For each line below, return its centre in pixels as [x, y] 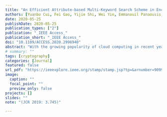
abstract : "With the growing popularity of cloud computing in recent [80, 47]
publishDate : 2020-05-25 [31, 24]
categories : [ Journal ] [29, 61]
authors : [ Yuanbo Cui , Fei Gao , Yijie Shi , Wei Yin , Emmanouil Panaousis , [84, 14]
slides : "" [16, 98]
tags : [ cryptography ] [28, 56]
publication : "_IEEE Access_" [37, 33]
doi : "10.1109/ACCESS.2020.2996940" [43, 42]
